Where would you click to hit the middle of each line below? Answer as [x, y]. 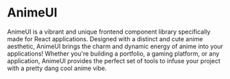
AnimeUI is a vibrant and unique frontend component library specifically [109, 32]
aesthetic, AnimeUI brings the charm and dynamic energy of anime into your [115, 46]
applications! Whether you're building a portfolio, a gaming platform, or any [113, 54]
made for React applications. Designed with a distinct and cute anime [105, 38]
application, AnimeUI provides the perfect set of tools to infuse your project [114, 60]
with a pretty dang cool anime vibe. [57, 68]
